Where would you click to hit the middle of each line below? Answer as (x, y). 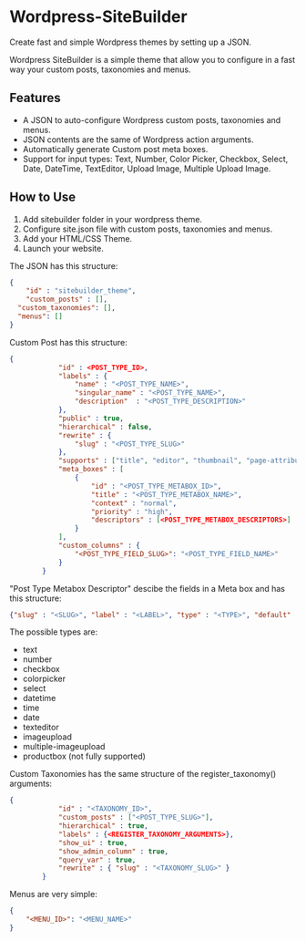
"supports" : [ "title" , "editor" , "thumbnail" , (150, 461)
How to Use (43, 197)
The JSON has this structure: (64, 265)
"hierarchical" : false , (105, 427)
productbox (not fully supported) (84, 756)
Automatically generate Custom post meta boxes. (115, 149)
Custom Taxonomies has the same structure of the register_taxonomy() (143, 774)
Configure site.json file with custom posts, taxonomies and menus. (148, 229)
